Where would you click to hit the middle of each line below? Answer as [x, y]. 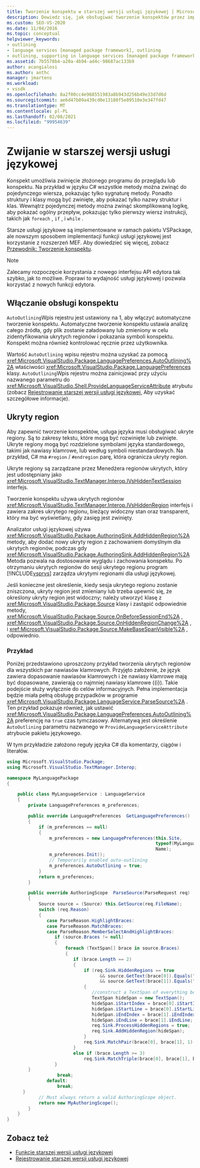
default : [57, 1081]
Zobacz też [28, 1138]
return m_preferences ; [66, 877]
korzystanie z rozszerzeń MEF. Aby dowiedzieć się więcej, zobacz [88, 243]
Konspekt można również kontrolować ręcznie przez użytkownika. [88, 343]
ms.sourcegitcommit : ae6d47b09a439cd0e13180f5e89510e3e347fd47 [87, 100]
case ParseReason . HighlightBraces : [91, 921]
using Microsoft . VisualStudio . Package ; [56, 762]
